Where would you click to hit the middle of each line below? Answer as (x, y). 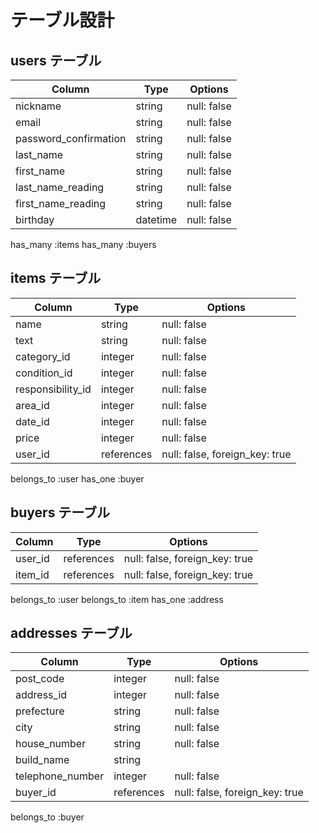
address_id (41, 695)
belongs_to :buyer (47, 817)
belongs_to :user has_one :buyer (77, 478)
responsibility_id (53, 389)
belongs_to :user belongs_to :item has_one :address (117, 599)
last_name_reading (60, 187)
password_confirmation (71, 138)
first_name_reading (61, 203)
